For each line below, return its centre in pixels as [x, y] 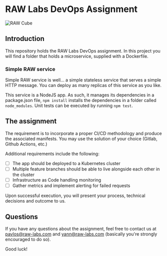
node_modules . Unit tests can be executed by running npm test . [69, 105]
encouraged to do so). [28, 239]
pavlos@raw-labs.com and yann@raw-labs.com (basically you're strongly [81, 234]
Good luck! [16, 249]
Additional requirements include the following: [52, 153]
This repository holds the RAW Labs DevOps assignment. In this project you [83, 50]
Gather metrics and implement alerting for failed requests [71, 185]
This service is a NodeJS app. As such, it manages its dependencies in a [80, 95]
